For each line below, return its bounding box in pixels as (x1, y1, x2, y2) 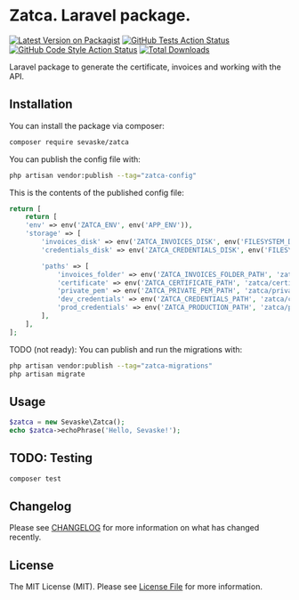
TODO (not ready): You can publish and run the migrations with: (9, 344, 243, 354)
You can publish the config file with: (9, 153, 141, 165)
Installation (9, 97, 73, 112)
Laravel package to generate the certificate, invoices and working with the (9, 61, 282, 72)
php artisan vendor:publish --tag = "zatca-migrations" (9, 361, 214, 370)
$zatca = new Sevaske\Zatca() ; (9, 418, 125, 427)
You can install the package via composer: (9, 120, 165, 131)
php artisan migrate (9, 369, 86, 378)
